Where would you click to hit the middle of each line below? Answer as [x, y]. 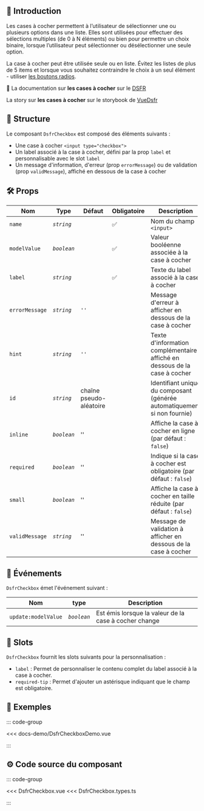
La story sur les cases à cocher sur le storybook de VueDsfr [82, 100]
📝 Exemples [29, 707]
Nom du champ [173, 221]
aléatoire [93, 406]
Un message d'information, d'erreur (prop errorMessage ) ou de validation [106, 165]
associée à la [169, 253]
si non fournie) [172, 414]
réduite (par [168, 504]
